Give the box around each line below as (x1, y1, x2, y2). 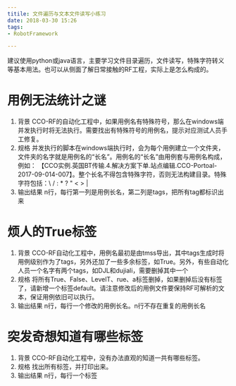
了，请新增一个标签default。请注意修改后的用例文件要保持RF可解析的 (17, 284, 219, 293)
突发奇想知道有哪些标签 (7, 329, 144, 345)
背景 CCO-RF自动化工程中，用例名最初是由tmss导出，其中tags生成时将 (17, 248, 225, 258)
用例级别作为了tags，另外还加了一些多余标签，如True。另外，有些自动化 (17, 258, 229, 266)
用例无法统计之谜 (7, 92, 107, 109)
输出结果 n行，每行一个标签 (17, 371, 98, 380)
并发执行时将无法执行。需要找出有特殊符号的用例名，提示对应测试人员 (17, 126, 222, 135)
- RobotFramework (7, 30, 58, 37)
